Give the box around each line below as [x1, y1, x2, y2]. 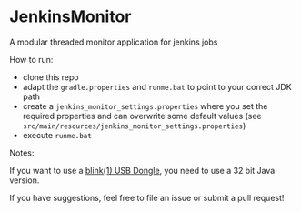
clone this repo [22, 71, 79, 83]
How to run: [9, 54, 54, 65]
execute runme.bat [22, 129, 93, 140]
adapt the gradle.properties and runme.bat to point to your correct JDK [22, 81, 293, 92]
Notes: [9, 147, 35, 158]
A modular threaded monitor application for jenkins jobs [9, 36, 218, 47]
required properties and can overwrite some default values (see [22, 110, 262, 121]
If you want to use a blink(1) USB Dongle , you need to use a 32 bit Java [9, 165, 276, 176]
